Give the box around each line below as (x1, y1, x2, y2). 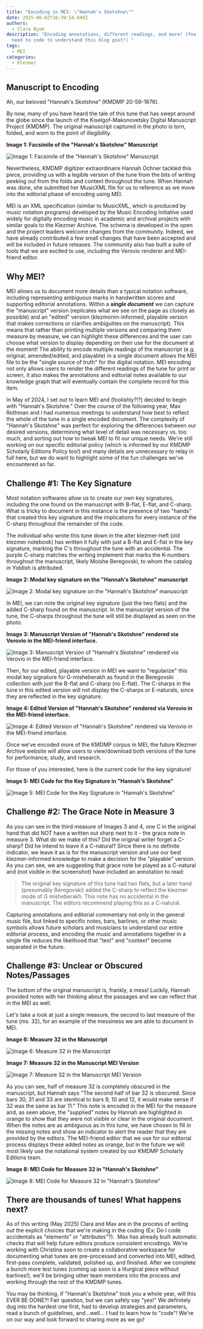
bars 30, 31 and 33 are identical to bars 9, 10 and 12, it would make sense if (6, 1095, 194, 1103)
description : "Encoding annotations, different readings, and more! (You (6, 32, 197, 38)
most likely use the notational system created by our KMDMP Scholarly (6, 1147, 184, 1154)
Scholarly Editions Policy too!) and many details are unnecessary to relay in (6, 447, 194, 455)
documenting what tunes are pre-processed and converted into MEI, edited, (6, 1253, 196, 1260)
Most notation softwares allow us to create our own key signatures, (6, 494, 174, 501)
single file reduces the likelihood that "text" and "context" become (6, 936, 171, 944)
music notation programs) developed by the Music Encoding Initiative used (6, 209, 193, 216)
